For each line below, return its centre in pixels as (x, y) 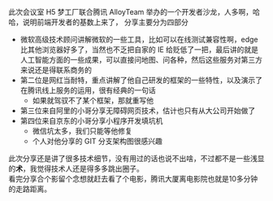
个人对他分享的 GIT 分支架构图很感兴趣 (97, 141)
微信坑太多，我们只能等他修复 (82, 131)
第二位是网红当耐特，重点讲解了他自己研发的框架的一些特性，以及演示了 (141, 80)
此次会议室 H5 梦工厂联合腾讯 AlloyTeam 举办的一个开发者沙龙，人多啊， (131, 12)
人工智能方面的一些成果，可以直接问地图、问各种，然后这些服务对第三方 (141, 60)
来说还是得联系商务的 (56, 70)
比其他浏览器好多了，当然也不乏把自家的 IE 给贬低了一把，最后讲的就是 (139, 50)
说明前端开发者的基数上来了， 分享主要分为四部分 (105, 22)
